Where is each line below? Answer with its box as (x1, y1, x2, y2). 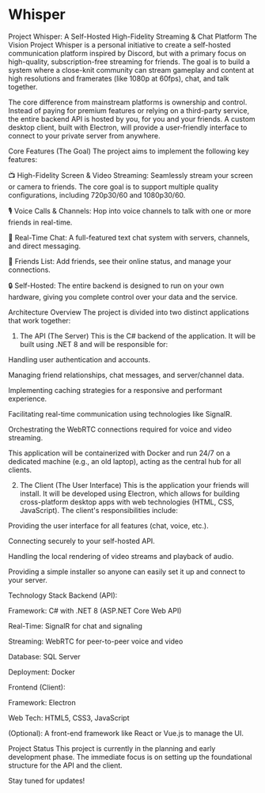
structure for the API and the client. (8, 761, 123, 770)
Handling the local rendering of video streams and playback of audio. (8, 551, 234, 561)
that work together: (8, 315, 71, 325)
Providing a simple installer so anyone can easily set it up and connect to (8, 567, 246, 576)
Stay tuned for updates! (8, 776, 85, 785)
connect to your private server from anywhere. (8, 130, 161, 140)
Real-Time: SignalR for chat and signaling (8, 621, 142, 630)
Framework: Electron (8, 697, 77, 707)
